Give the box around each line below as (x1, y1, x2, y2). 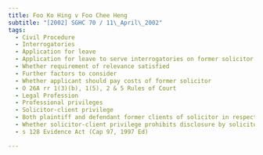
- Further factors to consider (15, 70, 117, 77)
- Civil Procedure (15, 33, 76, 41)
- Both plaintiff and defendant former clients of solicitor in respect (15, 114, 258, 121)
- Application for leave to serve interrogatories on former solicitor (15, 56, 254, 63)
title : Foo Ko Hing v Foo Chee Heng (8, 11, 128, 20)
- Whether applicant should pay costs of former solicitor (15, 77, 212, 85)
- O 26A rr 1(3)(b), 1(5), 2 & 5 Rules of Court (15, 84, 177, 92)
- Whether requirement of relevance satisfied (15, 63, 170, 70)
